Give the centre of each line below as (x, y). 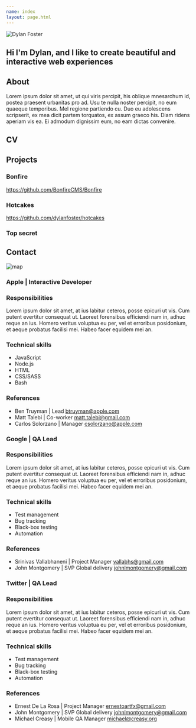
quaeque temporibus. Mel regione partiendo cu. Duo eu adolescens (89, 109)
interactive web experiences (60, 62)
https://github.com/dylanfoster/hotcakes (55, 218)
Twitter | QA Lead (32, 583)
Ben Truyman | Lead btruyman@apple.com (67, 411)
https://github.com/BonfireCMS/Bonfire (54, 189)
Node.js (24, 364)
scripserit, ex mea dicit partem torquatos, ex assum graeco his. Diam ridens (98, 115)
